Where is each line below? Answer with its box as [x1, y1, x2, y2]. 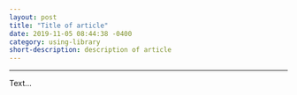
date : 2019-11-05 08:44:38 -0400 [9, 29, 133, 38]
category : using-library [9, 37, 101, 47]
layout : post [9, 12, 57, 22]
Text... [9, 78, 33, 89]
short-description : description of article [9, 46, 172, 55]
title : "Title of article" [9, 21, 109, 30]
